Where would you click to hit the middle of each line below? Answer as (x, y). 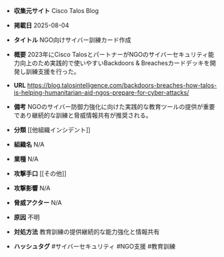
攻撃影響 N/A (32, 188)
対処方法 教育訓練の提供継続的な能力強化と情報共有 (86, 232)
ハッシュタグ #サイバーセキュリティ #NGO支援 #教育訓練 (95, 246)
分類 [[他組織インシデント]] (52, 130)
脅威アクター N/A (38, 203)
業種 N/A (26, 159)
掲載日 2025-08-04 (41, 25)
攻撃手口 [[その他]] (40, 173)
